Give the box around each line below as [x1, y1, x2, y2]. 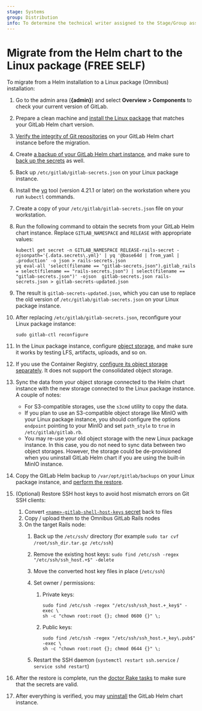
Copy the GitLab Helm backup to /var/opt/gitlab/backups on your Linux [15, 472, 195, 479]
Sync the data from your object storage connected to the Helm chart [15, 378, 185, 386]
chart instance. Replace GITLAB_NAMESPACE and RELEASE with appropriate [15, 229, 191, 236]
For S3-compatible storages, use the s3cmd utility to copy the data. [24, 403, 188, 410]
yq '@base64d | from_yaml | [109, 253, 180, 259]
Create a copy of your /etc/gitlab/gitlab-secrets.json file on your [15, 205, 184, 212]
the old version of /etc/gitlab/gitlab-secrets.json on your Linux [15, 296, 179, 303]
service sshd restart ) [33, 663, 89, 670]
